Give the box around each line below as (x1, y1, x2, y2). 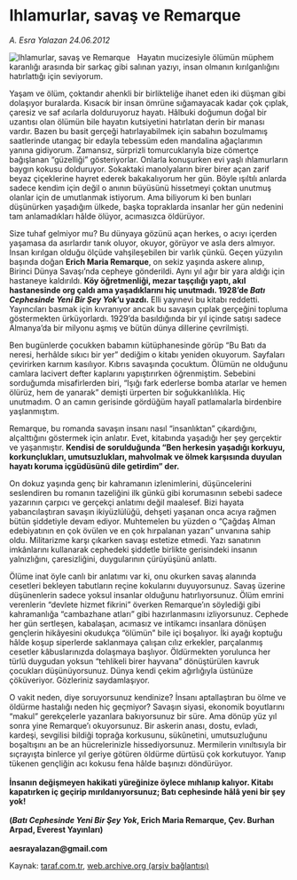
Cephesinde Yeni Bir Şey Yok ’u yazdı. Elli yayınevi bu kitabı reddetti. (9, 294, 260, 305)
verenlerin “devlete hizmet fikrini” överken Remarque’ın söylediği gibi (9, 599, 262, 610)
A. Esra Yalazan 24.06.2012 (9, 35, 111, 45)
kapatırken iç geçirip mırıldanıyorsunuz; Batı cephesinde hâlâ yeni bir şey (9, 786, 285, 796)
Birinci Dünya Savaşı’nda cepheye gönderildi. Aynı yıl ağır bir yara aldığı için (9, 266, 285, 276)
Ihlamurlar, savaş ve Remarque (9, 5, 241, 26)
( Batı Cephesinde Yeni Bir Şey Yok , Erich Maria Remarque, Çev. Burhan (9, 814, 275, 825)
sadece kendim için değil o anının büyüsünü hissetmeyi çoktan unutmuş (9, 182, 272, 193)
